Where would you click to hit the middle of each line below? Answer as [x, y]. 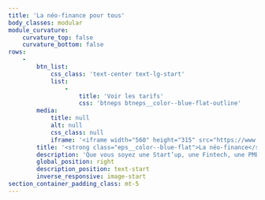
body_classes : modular [45, 23]
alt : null [66, 125]
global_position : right [75, 162]
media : [47, 111]
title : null [70, 118]
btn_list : [52, 67]
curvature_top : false [58, 37]
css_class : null [77, 132]
